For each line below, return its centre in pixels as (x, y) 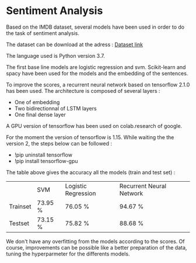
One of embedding (37, 102)
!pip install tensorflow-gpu (46, 161)
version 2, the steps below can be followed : (59, 143)
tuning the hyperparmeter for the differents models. (68, 254)
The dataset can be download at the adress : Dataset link (74, 44)
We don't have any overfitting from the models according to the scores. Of (95, 241)
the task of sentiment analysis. (43, 33)
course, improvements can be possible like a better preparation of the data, (97, 247)
